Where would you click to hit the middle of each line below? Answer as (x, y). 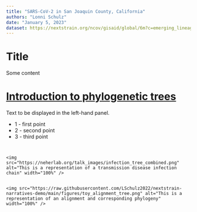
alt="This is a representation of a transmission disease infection (91, 168)
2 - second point (35, 131)
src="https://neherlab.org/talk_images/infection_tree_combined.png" (93, 163)
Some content (23, 73)
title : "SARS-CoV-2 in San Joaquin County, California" (76, 11)
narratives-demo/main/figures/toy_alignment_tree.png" (74, 194)
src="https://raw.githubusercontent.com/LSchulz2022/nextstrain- (101, 189)
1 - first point (30, 124)
